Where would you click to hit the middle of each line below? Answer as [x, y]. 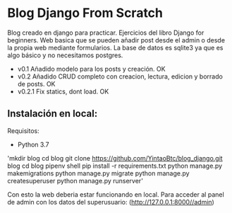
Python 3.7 [33, 144]
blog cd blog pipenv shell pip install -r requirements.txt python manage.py [115, 166]
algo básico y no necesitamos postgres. [65, 55]
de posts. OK [36, 84]
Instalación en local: [53, 114]
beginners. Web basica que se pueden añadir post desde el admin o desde [116, 40]
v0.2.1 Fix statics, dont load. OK [63, 91]
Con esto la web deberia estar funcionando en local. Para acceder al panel [116, 194]
